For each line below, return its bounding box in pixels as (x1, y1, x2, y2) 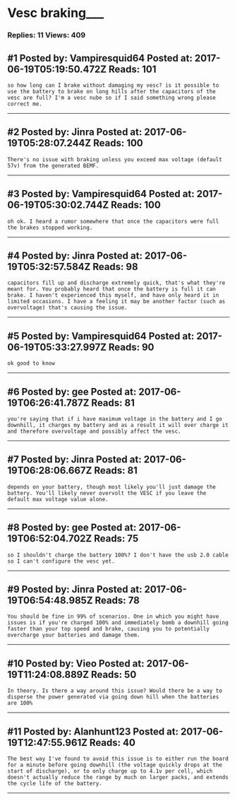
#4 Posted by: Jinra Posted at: (7, 250, 143, 262)
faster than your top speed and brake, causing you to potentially (7, 626, 210, 633)
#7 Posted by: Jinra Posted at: (7, 454, 142, 466)
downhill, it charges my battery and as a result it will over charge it (7, 421, 229, 428)
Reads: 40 (89, 737, 136, 749)
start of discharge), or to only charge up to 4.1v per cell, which (7, 768, 213, 775)
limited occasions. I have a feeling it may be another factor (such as (7, 298, 226, 305)
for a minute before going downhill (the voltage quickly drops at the (7, 761, 222, 768)
